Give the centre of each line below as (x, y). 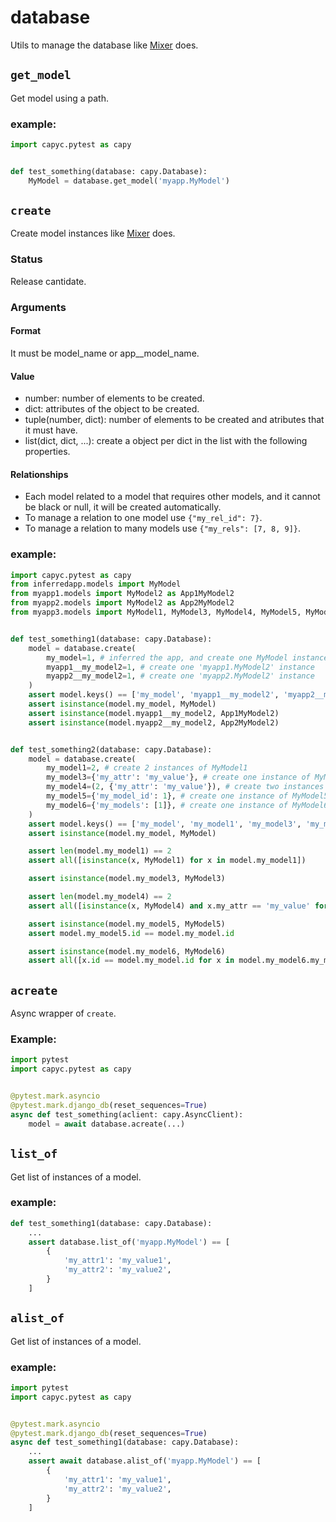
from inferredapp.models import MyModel (96, 584)
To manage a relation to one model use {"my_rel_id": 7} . (143, 518)
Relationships (39, 474)
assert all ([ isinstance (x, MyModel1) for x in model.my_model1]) (167, 861)
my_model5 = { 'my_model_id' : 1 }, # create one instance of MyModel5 (187, 796)
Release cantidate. (48, 281)
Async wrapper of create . (63, 1013)
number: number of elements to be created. (114, 398)
